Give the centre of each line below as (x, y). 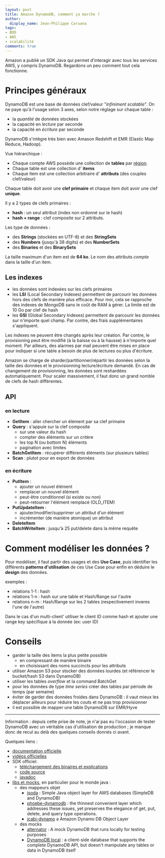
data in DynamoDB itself (51, 850)
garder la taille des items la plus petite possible (60, 655)
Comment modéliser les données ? (77, 548)
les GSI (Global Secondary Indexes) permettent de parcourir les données (86, 315)
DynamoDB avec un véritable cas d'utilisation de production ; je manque (78, 727)
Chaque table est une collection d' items (53, 168)
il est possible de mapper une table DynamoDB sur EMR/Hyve (75, 708)
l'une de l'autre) (28, 607)
